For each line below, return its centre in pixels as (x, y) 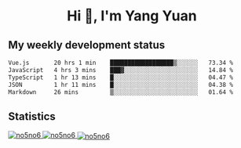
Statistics (32, 116)
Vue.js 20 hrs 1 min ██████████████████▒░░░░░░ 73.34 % (121, 63)
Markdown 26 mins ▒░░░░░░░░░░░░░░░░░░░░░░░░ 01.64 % (121, 92)
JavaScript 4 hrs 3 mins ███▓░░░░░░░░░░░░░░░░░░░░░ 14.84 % (121, 70)
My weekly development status (87, 45)
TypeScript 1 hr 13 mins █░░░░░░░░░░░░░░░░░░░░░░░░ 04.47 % (121, 78)
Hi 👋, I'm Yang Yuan (132, 16)
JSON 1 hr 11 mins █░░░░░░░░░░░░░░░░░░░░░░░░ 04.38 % (121, 85)
